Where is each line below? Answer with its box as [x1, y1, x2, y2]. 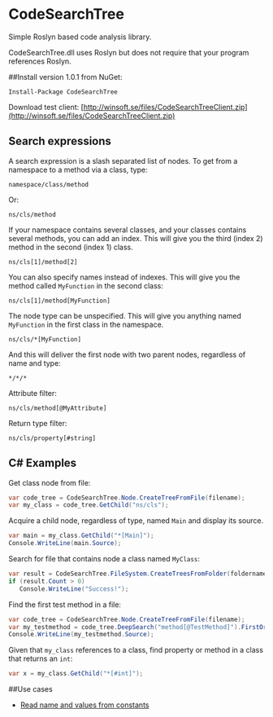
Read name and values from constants [19, 700, 149, 710]
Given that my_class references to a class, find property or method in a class [8, 645, 264, 655]
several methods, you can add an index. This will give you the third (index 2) [8, 233, 263, 243]
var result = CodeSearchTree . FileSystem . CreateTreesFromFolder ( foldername [8, 570, 267, 578]
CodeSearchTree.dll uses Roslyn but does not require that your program [8, 47, 249, 57]
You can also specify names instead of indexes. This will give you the [8, 272, 240, 282]
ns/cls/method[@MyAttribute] [8, 404, 107, 412]
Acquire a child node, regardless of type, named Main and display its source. [8, 516, 264, 526]
